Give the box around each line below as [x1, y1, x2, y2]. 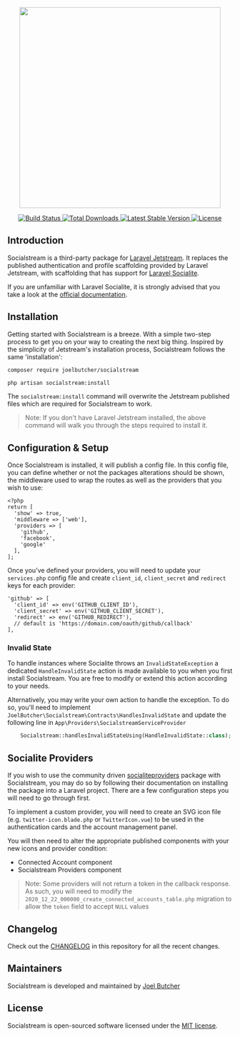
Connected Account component [17, 858, 113, 867]
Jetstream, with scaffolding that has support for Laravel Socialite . [7, 269, 200, 277]
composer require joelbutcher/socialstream [7, 366, 139, 374]
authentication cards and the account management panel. [7, 823, 178, 831]
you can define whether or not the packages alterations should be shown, [7, 469, 225, 477]
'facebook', [20, 535, 56, 542]
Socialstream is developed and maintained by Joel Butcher [7, 981, 181, 990]
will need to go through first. [7, 793, 91, 803]
